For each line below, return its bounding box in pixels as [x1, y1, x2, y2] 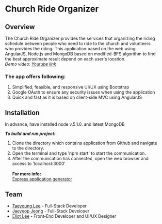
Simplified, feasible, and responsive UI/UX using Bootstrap [12, 84, 130, 90]
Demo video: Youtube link [5, 61, 57, 67]
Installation [5, 108, 40, 117]
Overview [5, 23, 35, 31]
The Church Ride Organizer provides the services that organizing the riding [5, 35, 155, 41]
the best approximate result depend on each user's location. [5, 56, 126, 61]
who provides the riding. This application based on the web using [5, 46, 136, 51]
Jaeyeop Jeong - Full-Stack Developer [12, 208, 90, 214]
